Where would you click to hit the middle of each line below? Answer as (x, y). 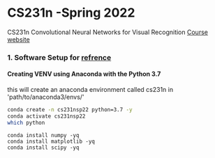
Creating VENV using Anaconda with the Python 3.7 (84, 74)
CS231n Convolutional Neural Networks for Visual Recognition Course (107, 32)
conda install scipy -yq (43, 148)
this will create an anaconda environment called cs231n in (90, 90)
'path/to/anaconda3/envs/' (46, 97)
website (18, 39)
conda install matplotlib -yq (51, 141)
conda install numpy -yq (43, 135)
